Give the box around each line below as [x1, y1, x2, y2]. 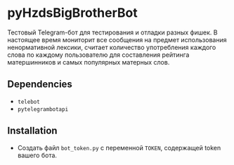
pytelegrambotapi [17, 105, 69, 113]
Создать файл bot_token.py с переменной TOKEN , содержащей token [17, 143, 221, 152]
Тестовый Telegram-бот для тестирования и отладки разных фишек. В [7, 28, 218, 37]
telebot [17, 98, 40, 105]
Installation [7, 125, 58, 137]
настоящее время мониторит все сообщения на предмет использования [7, 35, 227, 44]
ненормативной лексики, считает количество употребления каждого [7, 43, 216, 51]
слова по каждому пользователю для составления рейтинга [7, 51, 190, 59]
